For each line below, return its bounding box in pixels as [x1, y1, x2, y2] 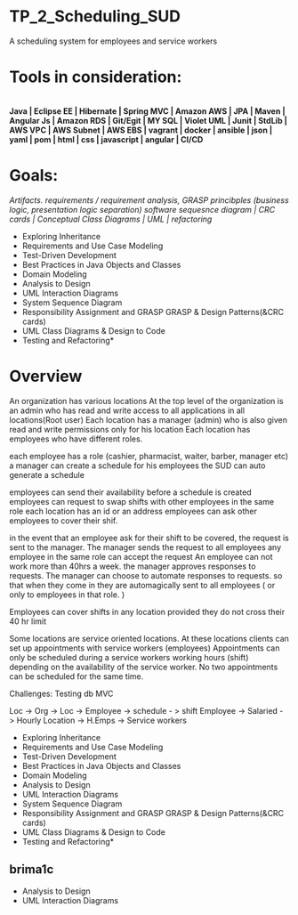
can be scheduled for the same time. [9, 670, 144, 682]
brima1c [9, 862, 54, 878]
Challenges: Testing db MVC [9, 688, 114, 699]
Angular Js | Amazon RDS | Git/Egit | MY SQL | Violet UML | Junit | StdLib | [9, 115, 287, 126]
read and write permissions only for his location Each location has [9, 424, 251, 434]
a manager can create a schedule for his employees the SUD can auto [9, 460, 266, 471]
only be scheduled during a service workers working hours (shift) [9, 652, 249, 662]
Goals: [9, 166, 59, 186]
